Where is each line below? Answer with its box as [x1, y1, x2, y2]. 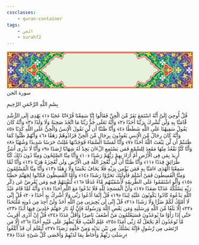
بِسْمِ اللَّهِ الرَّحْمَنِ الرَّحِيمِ [6, 101, 58, 108]
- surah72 [17, 34, 42, 41]
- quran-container [17, 15, 63, 22]
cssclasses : [6, 9, 36, 15]
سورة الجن [6, 89, 31, 97]
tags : [6, 22, 20, 28]
